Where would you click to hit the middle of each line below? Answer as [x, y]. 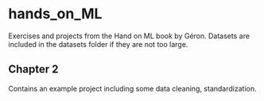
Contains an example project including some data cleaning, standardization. [132, 88]
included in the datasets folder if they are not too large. [98, 44]
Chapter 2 [33, 70]
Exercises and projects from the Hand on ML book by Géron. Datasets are [129, 36]
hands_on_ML [55, 14]
